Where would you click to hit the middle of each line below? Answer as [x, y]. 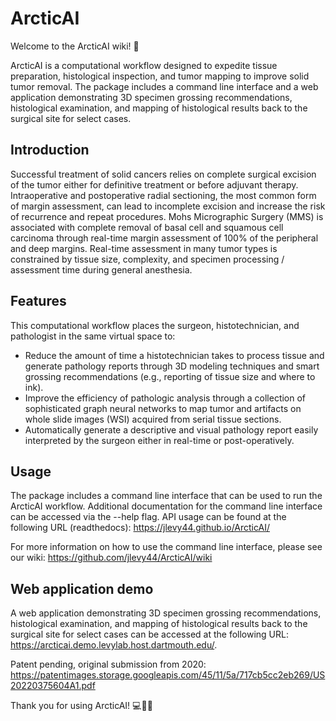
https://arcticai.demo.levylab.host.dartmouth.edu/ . [114, 645]
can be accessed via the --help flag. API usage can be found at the [148, 517]
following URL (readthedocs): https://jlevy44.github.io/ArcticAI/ [140, 528]
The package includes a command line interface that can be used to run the [166, 496]
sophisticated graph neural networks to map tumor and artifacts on [163, 408]
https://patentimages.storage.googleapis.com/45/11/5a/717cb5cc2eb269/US [168, 675]
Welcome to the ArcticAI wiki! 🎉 [75, 46]
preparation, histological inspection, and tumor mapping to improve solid [160, 76]
